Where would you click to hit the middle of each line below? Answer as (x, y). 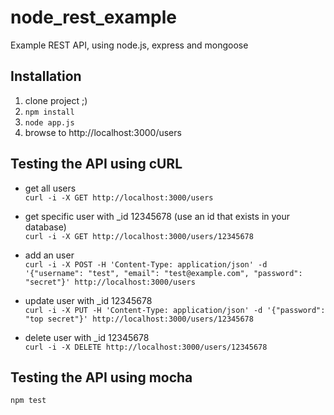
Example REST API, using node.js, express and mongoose (129, 45)
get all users (50, 188)
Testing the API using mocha (101, 377)
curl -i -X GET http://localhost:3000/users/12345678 (139, 236)
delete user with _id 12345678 (87, 337)
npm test (28, 401)
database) (45, 227)
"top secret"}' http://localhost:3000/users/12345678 (139, 319)
